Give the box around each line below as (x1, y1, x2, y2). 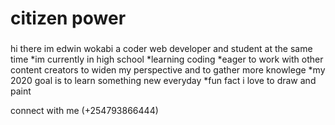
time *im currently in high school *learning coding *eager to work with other (10, 53, 324, 66)
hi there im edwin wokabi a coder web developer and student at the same (10, 43, 313, 55)
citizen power (10, 7, 127, 30)
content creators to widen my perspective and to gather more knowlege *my (10, 64, 326, 76)
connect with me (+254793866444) (10, 105, 159, 117)
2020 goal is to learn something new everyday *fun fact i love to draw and (10, 75, 317, 87)
